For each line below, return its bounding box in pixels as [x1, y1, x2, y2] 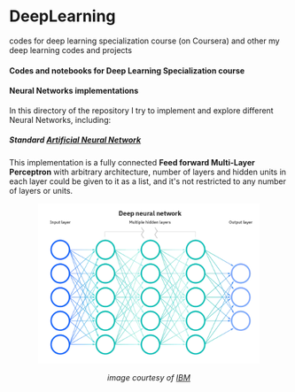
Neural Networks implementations [9, 86, 139, 96]
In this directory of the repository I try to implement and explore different [9, 104, 274, 116]
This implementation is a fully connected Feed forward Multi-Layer [9, 157, 255, 167]
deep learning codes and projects [9, 44, 133, 55]
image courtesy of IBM [107, 372, 190, 382]
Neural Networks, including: [9, 114, 112, 125]
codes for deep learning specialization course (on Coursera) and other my [9, 35, 281, 46]
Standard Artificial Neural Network [9, 135, 142, 145]
